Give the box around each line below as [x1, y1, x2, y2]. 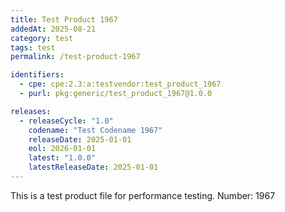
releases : [10, 106, 52, 116]
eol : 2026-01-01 [28, 144, 97, 154]
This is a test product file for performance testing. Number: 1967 [10, 189, 276, 201]
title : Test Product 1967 [10, 14, 118, 25]
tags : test [10, 42, 56, 53]
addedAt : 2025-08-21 [10, 24, 97, 34]
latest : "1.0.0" [28, 153, 97, 163]
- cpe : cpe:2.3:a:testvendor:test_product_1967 [19, 79, 222, 90]
